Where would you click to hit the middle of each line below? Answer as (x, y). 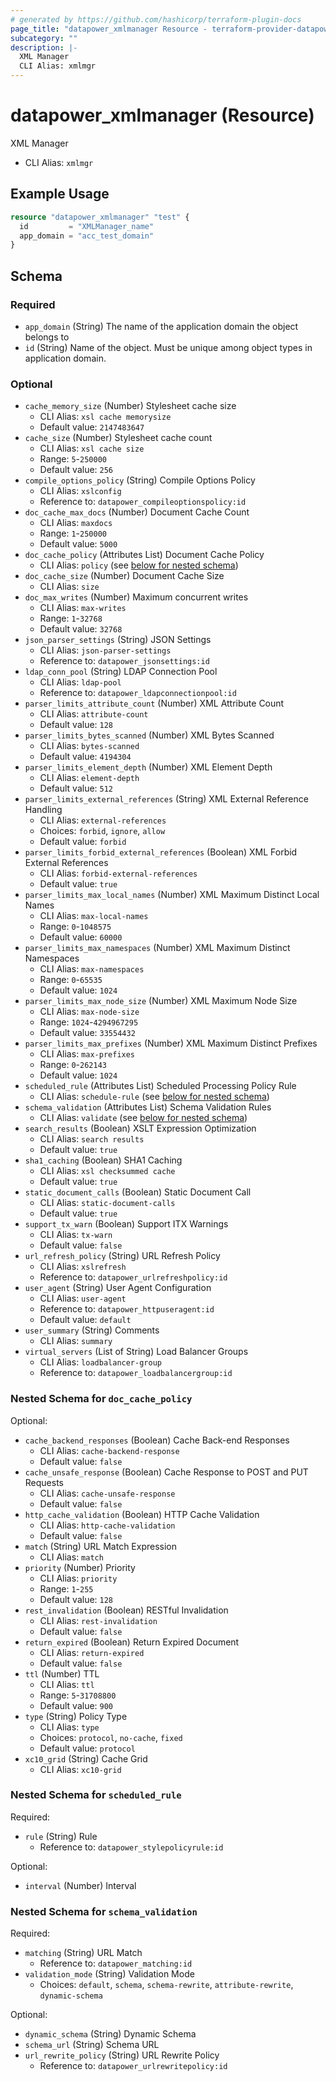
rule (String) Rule (61, 1836)
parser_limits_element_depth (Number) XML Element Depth (148, 767)
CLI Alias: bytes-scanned (89, 746)
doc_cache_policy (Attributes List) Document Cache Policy (144, 555)
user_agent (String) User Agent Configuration (118, 1288)
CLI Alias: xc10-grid (80, 1769)
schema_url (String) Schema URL (92, 2045)
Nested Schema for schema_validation (104, 1911)
